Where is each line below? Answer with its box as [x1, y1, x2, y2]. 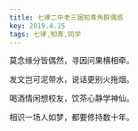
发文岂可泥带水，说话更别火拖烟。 [9, 74, 134, 85]
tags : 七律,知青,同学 [9, 29, 82, 38]
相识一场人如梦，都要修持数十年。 [9, 112, 134, 123]
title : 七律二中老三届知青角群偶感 [9, 12, 124, 22]
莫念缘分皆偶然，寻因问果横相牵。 [9, 55, 134, 66]
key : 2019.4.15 [9, 21, 66, 30]
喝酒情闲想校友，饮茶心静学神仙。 [9, 93, 134, 103]
